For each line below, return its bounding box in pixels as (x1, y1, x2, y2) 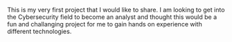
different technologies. (7, 27, 72, 35)
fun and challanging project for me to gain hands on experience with (7, 20, 202, 28)
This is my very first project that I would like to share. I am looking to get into (7, 6, 225, 14)
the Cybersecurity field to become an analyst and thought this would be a (7, 13, 217, 21)
